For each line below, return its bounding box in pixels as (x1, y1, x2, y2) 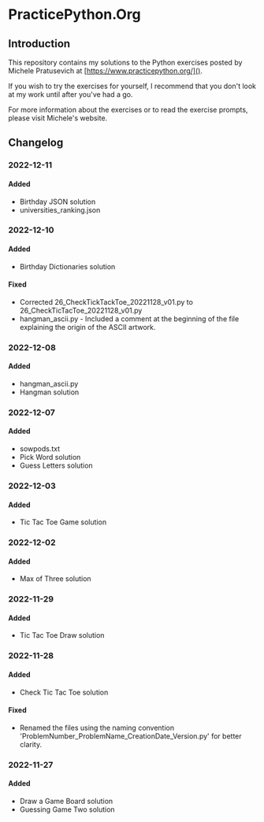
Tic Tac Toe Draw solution (19, 631, 105, 640)
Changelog (8, 136, 64, 150)
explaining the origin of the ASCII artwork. (19, 322, 156, 331)
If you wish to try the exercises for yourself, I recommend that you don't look (8, 81, 257, 91)
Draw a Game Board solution (19, 796, 113, 805)
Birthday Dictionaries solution (19, 261, 116, 271)
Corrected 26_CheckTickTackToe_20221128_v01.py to (19, 297, 193, 306)
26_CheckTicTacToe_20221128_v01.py (19, 305, 143, 315)
